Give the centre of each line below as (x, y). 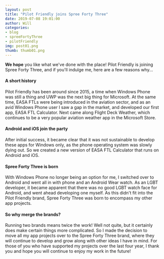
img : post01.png (22, 46)
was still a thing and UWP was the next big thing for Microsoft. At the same (81, 97)
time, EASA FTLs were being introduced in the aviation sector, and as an (78, 102)
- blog (12, 32)
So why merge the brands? (33, 214)
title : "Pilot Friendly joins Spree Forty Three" (57, 14)
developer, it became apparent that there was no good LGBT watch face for (81, 188)
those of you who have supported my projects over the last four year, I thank (82, 246)
